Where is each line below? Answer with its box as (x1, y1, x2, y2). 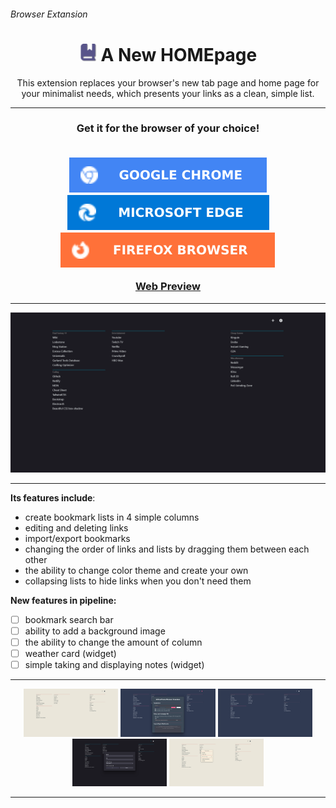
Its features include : (10, 491, 96, 504)
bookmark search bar (24, 613, 114, 625)
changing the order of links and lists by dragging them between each (24, 543, 310, 555)
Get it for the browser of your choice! (76, 121, 260, 135)
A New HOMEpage (100, 43, 258, 66)
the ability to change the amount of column (24, 636, 203, 648)
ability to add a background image (24, 625, 166, 637)
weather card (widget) (24, 647, 117, 659)
